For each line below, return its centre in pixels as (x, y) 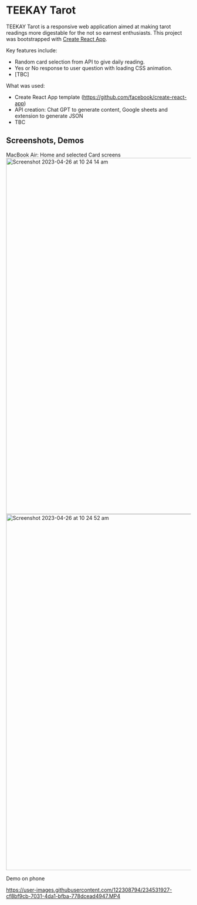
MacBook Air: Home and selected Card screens (64, 155)
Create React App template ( (49, 97)
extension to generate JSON (49, 116)
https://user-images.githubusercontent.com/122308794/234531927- (89, 890)
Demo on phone (26, 878)
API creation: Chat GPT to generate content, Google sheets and (91, 109)
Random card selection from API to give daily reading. (79, 62)
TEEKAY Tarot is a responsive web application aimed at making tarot (89, 26)
